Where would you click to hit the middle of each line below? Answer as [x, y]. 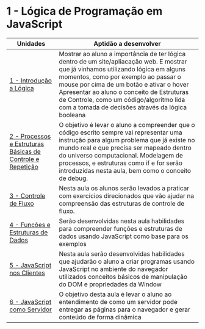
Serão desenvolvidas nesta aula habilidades [122, 221]
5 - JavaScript [31, 265]
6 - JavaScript [31, 302]
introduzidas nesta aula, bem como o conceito [125, 170]
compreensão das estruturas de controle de [122, 203]
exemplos [73, 244]
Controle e [24, 159]
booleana [72, 115]
